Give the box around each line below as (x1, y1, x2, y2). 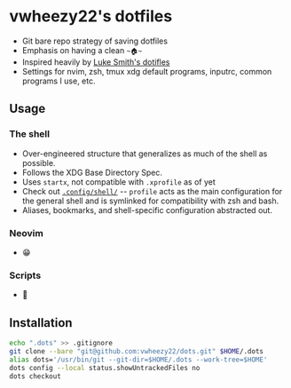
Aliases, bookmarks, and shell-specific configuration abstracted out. (21, 204, 273, 215)
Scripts (9, 269, 42, 281)
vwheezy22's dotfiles (9, 6, 173, 27)
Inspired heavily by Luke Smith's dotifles (21, 56, 170, 67)
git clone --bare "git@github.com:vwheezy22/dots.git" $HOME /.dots (9, 346, 264, 356)
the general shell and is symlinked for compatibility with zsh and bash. (21, 195, 279, 206)
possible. (21, 157, 56, 168)
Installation (9, 315, 73, 330)
